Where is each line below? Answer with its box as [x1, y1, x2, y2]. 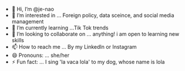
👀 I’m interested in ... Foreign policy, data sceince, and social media [11, 12, 174, 19]
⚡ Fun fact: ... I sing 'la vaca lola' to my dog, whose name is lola [11, 59, 165, 65]
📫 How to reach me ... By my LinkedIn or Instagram [11, 43, 137, 50]
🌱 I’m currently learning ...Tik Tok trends [11, 24, 109, 31]
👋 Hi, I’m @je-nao [11, 6, 55, 12]
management [11, 18, 44, 25]
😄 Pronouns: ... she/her [11, 52, 69, 59]
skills [11, 37, 25, 43]
